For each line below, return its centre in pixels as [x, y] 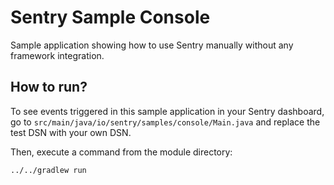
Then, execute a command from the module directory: [121, 152]
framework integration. [57, 55]
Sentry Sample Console [110, 17]
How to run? [49, 87]
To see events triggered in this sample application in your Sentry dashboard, [167, 111]
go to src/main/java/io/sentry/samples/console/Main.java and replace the [165, 122]
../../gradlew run [48, 170]
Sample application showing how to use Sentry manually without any [152, 45]
